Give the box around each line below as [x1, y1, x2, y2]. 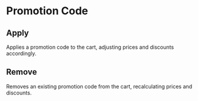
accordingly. [6, 50, 37, 57]
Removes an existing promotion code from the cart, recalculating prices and [6, 83, 193, 90]
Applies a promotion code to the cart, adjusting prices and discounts [6, 43, 174, 50]
